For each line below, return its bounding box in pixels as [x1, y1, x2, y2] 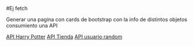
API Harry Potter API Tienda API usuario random [6, 33, 123, 40]
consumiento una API [6, 22, 57, 29]
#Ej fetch [6, 5, 28, 11]
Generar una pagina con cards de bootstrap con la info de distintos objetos [6, 16, 188, 22]
